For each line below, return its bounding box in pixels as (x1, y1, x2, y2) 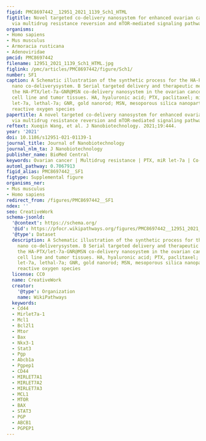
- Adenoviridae (6, 49, 45, 55)
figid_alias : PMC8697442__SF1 (6, 169, 84, 175)
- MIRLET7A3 (12, 385, 43, 391)
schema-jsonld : (6, 214, 45, 221)
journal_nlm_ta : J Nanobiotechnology (6, 145, 103, 152)
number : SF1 (6, 72, 37, 78)
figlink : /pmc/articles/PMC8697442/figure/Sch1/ (6, 66, 133, 72)
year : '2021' (6, 129, 40, 135)
